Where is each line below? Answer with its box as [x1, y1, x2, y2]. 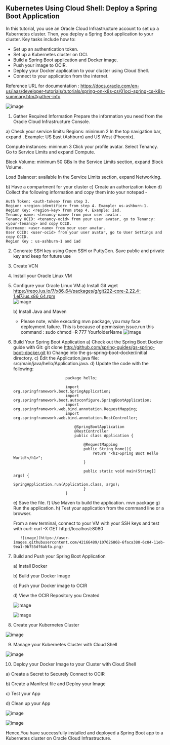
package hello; [65, 375, 98, 380]
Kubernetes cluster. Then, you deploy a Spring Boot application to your [6, 30, 154, 37]
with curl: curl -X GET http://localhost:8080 [13, 525, 103, 531]
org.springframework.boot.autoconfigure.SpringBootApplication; [13, 398, 152, 403]
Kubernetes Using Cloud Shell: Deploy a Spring [6, 4, 157, 13]
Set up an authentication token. [13, 46, 78, 52]
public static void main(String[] [83, 468, 156, 474]
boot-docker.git [13, 349, 46, 356]
